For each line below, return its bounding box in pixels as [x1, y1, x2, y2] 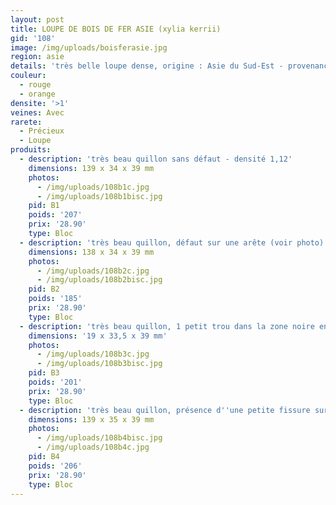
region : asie [10, 52, 65, 62]
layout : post [10, 14, 65, 25]
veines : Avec [10, 107, 65, 118]
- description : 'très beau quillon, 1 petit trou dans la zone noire [19, 321, 315, 331]
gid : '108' [10, 33, 56, 43]
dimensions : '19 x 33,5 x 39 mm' [28, 331, 168, 341]
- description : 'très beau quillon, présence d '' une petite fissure [19, 405, 311, 415]
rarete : [10, 117, 43, 127]
